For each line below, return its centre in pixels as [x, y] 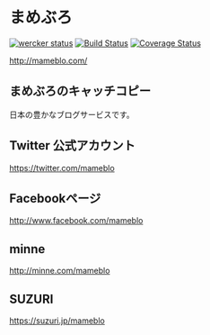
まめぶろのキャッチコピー [80, 91]
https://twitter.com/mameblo [62, 167]
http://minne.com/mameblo [60, 271]
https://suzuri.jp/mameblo [57, 321]
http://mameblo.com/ [48, 60]
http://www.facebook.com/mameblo [76, 221]
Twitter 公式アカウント [73, 145]
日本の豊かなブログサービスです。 [72, 114]
